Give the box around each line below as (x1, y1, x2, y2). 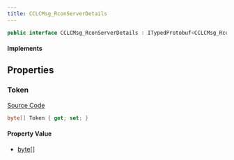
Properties (7, 64, 54, 77)
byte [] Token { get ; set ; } (7, 114, 89, 122)
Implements (7, 45, 43, 53)
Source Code (7, 101, 45, 109)
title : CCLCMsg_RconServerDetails (7, 10, 108, 17)
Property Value (7, 129, 52, 138)
